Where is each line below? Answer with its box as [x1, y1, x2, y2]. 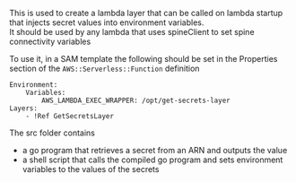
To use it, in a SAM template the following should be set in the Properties [9, 54, 278, 64]
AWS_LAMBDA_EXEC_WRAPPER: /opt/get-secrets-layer [41, 96, 231, 105]
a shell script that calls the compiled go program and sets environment [22, 154, 283, 165]
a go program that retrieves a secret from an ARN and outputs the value [22, 145, 288, 155]
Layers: [9, 104, 39, 113]
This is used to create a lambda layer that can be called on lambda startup [9, 8, 283, 18]
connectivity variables [9, 36, 91, 47]
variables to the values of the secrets [22, 164, 160, 174]
